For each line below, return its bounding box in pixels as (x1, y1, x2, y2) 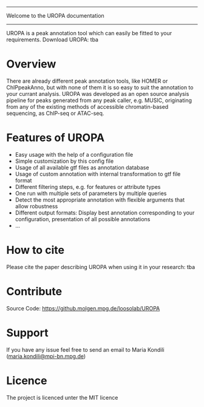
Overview (6, 57, 56, 71)
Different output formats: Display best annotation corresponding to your (15, 209, 195, 216)
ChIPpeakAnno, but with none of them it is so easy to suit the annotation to (6, 83, 194, 91)
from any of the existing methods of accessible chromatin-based (6, 103, 169, 110)
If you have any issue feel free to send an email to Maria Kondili (6, 346, 165, 353)
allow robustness (15, 202, 58, 210)
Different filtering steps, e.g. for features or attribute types (15, 183, 161, 190)
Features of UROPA (6, 131, 105, 145)
